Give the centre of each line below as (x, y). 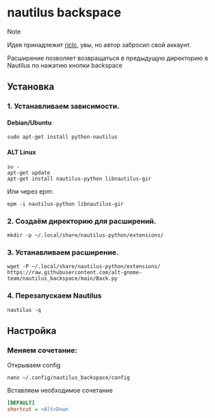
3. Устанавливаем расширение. (63, 252)
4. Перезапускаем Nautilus (54, 296)
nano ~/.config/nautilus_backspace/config (68, 378)
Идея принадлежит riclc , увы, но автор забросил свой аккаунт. (99, 44)
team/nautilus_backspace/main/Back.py (62, 278)
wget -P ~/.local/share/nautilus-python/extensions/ (84, 267)
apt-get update (29, 172)
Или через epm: (30, 191)
